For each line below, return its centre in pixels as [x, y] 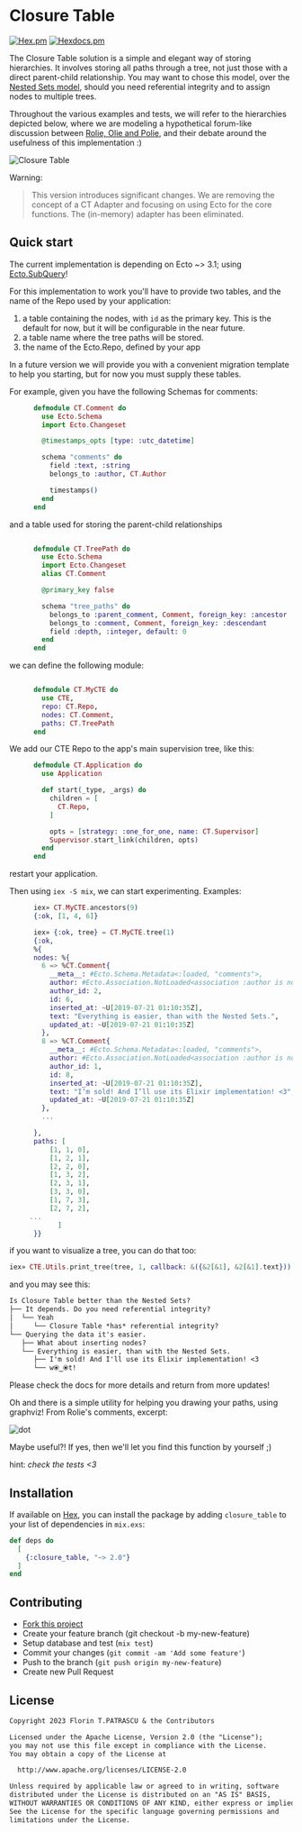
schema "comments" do [82, 457]
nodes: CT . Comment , [78, 715]
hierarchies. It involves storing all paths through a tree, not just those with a [148, 68]
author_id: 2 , [75, 991]
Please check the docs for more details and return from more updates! [140, 1385]
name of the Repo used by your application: [90, 301]
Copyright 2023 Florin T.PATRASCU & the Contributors [112, 1721]
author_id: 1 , [75, 1066]
